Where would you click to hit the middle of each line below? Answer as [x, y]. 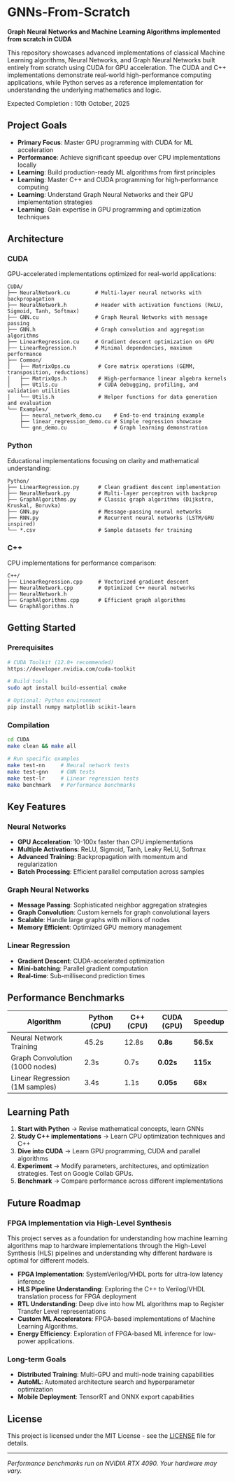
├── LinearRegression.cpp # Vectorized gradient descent [98, 582]
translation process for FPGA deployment [77, 1296]
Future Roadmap [44, 1203]
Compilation [29, 725]
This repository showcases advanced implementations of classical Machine [116, 53]
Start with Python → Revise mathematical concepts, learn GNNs [111, 1129]
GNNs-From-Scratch [69, 12]
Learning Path [38, 1112]
